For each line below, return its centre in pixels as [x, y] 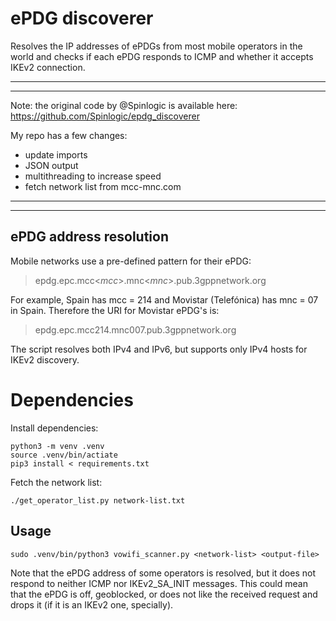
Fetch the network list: [56, 482]
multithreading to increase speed [93, 176]
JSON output [51, 165]
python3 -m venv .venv [57, 446]
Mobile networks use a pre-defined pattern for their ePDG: [131, 261]
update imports [56, 154]
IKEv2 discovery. [45, 359]
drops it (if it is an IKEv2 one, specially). [92, 604]
